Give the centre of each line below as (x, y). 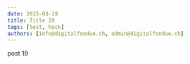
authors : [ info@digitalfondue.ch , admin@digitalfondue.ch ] (96, 33)
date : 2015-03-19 (33, 14)
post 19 (18, 53)
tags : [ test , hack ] (36, 27)
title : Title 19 (31, 20)
